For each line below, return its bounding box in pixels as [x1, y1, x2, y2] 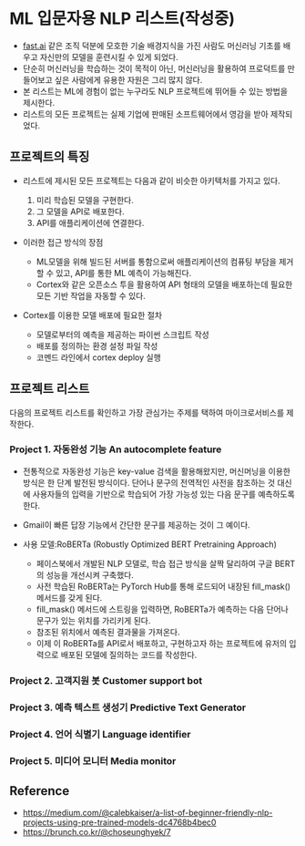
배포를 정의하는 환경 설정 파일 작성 [36, 340, 158, 351]
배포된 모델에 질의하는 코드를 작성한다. [60, 649, 198, 660]
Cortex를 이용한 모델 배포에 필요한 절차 [22, 309, 162, 320]
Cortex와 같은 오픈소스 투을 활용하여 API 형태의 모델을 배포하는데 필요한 [36, 279, 293, 290]
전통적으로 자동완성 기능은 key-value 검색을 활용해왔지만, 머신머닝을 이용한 [22, 466, 291, 477]
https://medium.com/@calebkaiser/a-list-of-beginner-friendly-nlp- [22, 808, 273, 819]
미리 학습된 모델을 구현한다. [36, 194, 134, 205]
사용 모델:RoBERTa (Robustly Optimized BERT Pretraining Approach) [22, 539, 278, 550]
